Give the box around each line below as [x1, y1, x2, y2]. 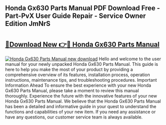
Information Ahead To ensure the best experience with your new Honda [5, 82, 151, 88]
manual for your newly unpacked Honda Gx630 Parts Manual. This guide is [5, 61, 159, 67]
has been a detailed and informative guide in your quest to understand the [5, 104, 157, 109]
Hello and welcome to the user [99, 56, 161, 62]
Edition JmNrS [5, 19, 51, 28]
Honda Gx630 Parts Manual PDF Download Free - [5, 4, 160, 12]
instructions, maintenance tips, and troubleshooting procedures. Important [5, 77, 157, 83]
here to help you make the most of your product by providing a [5, 67, 133, 72]
